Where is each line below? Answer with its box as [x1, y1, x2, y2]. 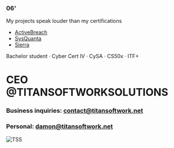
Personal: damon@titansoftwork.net [6, 122, 113, 130]
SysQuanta [14, 35, 42, 42]
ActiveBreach [14, 29, 48, 36]
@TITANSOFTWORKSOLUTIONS [6, 86, 169, 99]
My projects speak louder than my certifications [6, 18, 122, 25]
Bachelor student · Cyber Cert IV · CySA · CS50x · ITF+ [6, 53, 139, 60]
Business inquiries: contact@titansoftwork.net [6, 107, 143, 115]
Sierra [14, 41, 29, 48]
